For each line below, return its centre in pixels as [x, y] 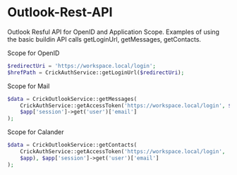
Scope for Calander [36, 132]
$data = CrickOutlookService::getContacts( [72, 145]
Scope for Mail [29, 86]
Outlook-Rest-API [60, 12]
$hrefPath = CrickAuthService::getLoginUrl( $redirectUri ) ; [96, 72]
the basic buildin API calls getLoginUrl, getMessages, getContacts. [104, 39]
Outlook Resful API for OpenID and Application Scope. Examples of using [114, 32]
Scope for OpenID [34, 53]
